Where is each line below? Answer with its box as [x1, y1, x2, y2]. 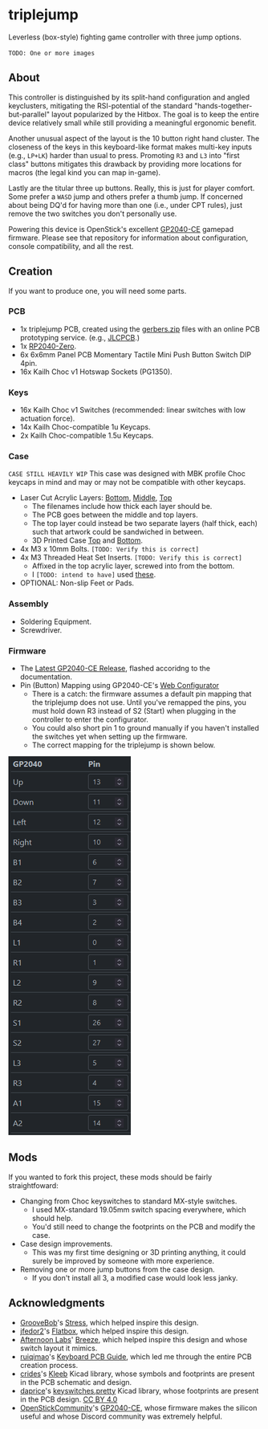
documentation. [19, 672, 72, 682]
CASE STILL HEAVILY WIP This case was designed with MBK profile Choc [8, 469, 246, 478]
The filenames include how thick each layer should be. [31, 502, 213, 511]
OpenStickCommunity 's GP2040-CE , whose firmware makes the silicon [19, 1403, 258, 1412]
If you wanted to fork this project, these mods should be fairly [8, 1172, 213, 1182]
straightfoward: [8, 1180, 59, 1190]
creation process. [19, 1360, 79, 1370]
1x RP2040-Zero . [19, 341, 77, 351]
